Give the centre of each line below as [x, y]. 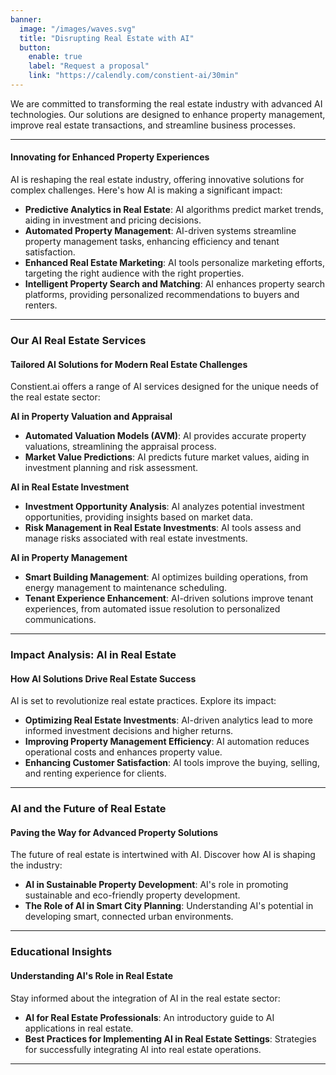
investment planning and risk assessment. [111, 468]
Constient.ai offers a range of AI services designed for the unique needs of [164, 387]
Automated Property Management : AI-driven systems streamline [160, 231]
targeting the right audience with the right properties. [134, 273]
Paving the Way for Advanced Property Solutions [114, 832]
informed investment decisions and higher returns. [129, 731]
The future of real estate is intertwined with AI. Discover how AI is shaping [163, 855]
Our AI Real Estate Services [78, 340]
